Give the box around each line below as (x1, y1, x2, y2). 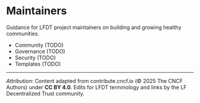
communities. (6, 30, 40, 37)
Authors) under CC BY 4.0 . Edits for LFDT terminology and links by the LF (6, 83, 187, 91)
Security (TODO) (14, 54, 57, 61)
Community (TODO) (14, 41, 64, 49)
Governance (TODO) (14, 47, 65, 54)
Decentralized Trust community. (6, 90, 85, 97)
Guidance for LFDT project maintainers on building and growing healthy (6, 24, 182, 31)
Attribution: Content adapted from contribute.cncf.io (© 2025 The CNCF (6, 77, 183, 84)
